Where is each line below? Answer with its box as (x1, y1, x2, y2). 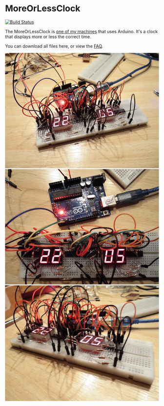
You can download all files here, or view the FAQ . (5, 43, 103, 49)
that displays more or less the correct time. (5, 34, 92, 40)
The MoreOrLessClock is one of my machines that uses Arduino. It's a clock (5, 28, 158, 34)
